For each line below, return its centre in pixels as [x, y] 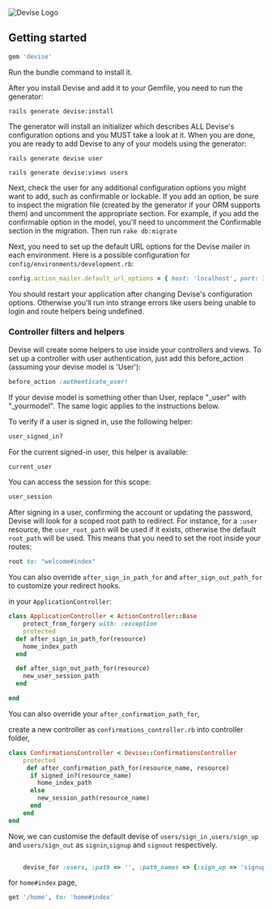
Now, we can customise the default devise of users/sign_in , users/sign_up [134, 836]
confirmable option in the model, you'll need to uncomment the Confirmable [135, 222]
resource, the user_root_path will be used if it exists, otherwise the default [132, 530]
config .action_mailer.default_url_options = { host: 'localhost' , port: [134, 278]
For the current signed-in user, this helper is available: [98, 452]
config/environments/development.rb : [71, 263]
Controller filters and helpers [66, 332]
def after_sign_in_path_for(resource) [81, 639]
